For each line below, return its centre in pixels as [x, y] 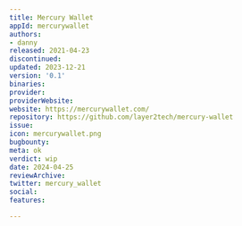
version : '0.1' [38, 76]
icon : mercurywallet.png [55, 134]
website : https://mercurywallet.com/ [79, 109]
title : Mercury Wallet [51, 17]
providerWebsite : [42, 100]
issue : [21, 126]
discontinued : [36, 59]
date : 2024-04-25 [42, 167]
